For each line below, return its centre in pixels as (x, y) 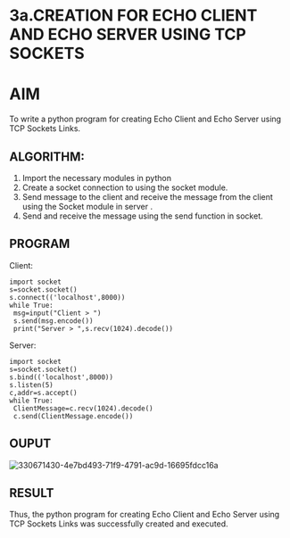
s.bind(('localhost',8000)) (62, 377)
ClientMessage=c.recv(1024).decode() (83, 408)
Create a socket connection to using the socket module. (125, 187)
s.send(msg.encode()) (53, 321)
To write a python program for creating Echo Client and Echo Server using (145, 119)
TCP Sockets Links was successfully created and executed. (119, 524)
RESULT (32, 493)
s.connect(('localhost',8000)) (67, 297)
